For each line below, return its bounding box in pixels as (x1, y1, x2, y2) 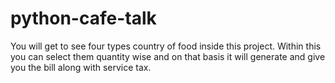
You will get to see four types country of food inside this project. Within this (10, 40, 322, 52)
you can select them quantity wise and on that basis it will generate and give (10, 50, 326, 62)
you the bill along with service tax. (10, 61, 152, 73)
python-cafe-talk (10, 7, 157, 30)
